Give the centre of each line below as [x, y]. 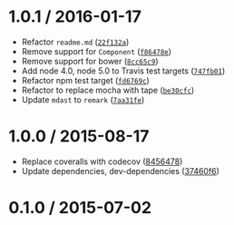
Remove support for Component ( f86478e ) [97, 51]
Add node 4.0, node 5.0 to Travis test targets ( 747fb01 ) [123, 71]
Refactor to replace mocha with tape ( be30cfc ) [108, 90]
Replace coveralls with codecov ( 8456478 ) [102, 161]
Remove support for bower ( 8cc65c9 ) [90, 61]
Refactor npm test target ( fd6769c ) [86, 80]
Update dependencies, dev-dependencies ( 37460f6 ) [120, 171]
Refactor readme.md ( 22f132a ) [75, 42]
